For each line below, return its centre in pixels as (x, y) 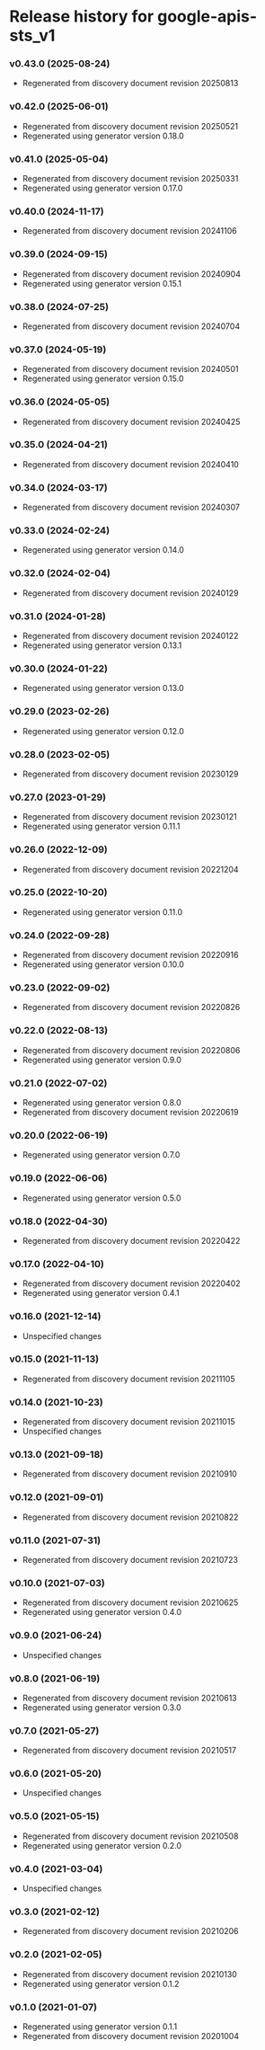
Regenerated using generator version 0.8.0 (102, 1103)
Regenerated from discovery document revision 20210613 (130, 1698)
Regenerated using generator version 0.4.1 (101, 1293)
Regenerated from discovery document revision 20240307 (131, 507)
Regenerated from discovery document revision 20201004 (131, 2036)
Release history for (82, 17)
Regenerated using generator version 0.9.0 (102, 1060)
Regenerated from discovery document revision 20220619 (130, 1113)
